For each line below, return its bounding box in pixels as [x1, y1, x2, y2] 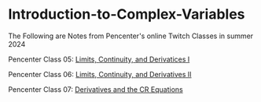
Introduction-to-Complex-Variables [8, 5, 245, 23]
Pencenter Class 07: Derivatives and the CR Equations [8, 84, 183, 94]
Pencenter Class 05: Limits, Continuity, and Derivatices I [8, 55, 190, 64]
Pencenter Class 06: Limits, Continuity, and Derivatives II [8, 69, 192, 79]
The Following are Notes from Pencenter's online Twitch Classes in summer [8, 31, 254, 40]
